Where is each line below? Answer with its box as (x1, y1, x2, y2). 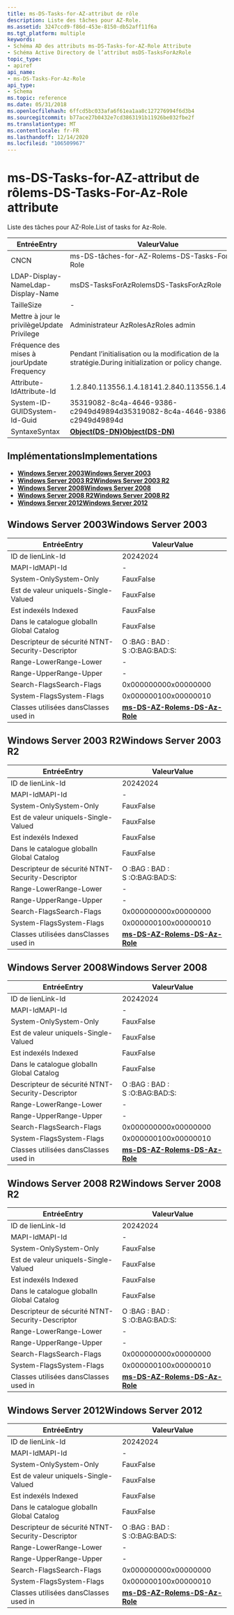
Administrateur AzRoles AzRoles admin (69, 320, 196, 330)
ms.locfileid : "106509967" (7, 140, 86, 147)
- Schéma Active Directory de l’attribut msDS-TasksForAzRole (7, 50, 192, 57)
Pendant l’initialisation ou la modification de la (69, 349, 219, 359)
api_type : (7, 82, 36, 89)
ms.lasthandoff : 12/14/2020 (7, 133, 89, 140)
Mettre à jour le (10, 311, 61, 321)
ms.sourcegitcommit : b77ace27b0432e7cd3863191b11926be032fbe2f (7, 114, 195, 121)
